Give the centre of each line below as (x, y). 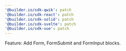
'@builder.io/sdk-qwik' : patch (38, 10)
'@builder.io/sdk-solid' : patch (39, 19)
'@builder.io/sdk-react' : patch (39, 15)
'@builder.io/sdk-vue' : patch (37, 29)
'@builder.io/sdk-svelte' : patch (40, 24)
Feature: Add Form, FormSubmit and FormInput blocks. (63, 43)
